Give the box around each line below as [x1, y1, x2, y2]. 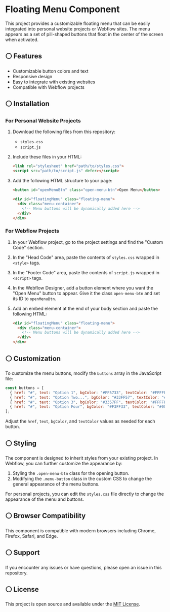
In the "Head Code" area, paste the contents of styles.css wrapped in [12, 254, 159, 260]
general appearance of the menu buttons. [12, 481, 100, 487]
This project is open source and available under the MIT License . [5, 601, 141, 607]
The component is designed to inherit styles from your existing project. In [5, 455, 158, 461]
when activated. [5, 37, 39, 43]
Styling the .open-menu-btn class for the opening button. [12, 470, 130, 476]
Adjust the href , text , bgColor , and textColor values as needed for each [5, 418, 155, 425]
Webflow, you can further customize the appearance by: [5, 460, 123, 466]
